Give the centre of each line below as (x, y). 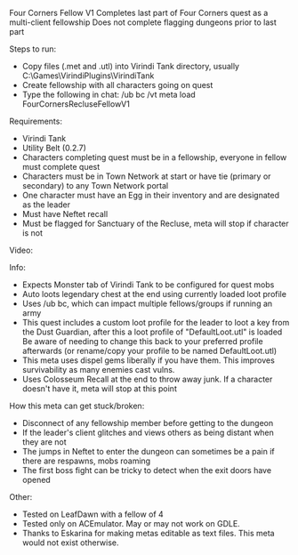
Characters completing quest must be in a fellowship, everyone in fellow (154, 157)
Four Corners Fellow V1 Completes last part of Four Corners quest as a (139, 13)
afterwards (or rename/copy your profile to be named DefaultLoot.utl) (149, 351)
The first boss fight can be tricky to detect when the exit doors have (147, 470)
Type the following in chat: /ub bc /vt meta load (109, 94)
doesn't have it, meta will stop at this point (100, 389)
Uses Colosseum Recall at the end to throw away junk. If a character (147, 379)
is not (32, 233)
